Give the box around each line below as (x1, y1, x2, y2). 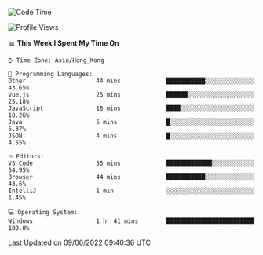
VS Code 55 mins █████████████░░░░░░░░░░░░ (8, 159, 255, 167)
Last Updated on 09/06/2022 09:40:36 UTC (8, 238, 152, 247)
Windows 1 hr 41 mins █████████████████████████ (8, 217, 255, 225)
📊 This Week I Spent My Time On (8, 38, 119, 47)
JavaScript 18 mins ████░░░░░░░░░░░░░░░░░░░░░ (8, 104, 255, 112)
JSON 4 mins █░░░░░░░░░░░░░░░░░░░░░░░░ (8, 132, 255, 140)
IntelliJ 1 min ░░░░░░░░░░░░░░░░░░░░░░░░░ (8, 187, 255, 195)
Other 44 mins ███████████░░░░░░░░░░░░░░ (8, 77, 255, 85)
